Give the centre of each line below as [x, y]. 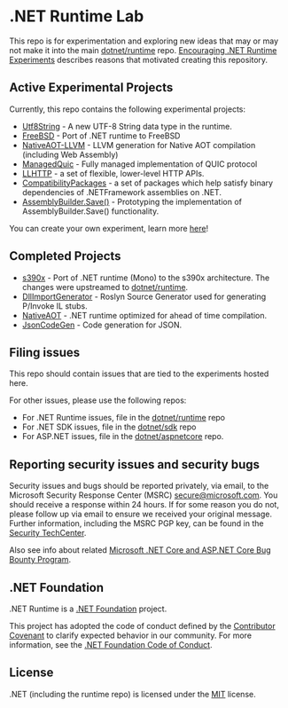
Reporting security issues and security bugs [134, 464]
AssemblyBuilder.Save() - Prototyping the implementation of [132, 201]
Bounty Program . [40, 560]
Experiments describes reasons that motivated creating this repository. [139, 59]
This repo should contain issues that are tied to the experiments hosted [139, 374]
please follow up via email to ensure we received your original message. [141, 514]
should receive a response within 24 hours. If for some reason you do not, [144, 505]
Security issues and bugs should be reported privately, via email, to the [139, 486]
